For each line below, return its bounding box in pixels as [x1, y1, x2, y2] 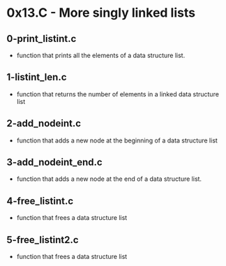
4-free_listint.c [6, 195, 74, 207]
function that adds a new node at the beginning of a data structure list [16, 136, 218, 145]
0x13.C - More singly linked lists [6, 5, 196, 21]
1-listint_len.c [6, 71, 67, 83]
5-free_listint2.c [6, 234, 79, 246]
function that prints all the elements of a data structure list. [16, 51, 186, 59]
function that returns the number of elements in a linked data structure [16, 89, 219, 98]
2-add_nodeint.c [6, 117, 82, 130]
